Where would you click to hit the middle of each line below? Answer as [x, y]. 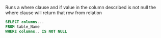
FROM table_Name [22, 27]
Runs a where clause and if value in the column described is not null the [81, 7]
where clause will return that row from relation [54, 13]
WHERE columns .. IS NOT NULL [36, 31]
